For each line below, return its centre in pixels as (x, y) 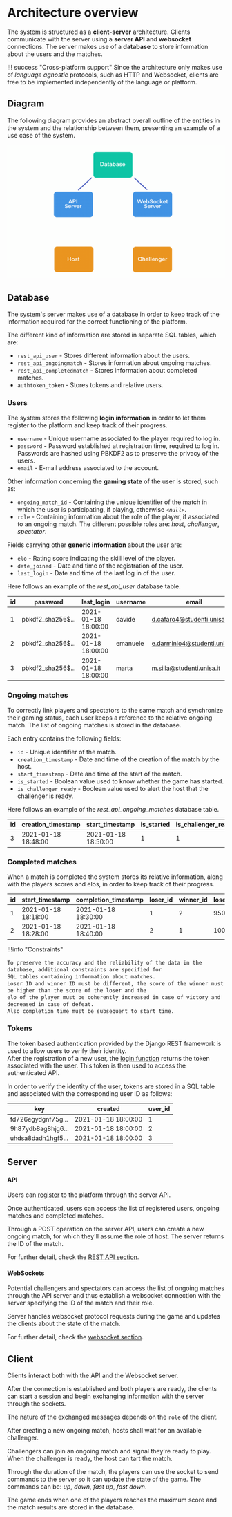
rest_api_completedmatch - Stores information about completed (107, 371)
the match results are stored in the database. (71, 1507)
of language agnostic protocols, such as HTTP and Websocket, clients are (113, 75)
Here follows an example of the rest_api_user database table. (94, 586)
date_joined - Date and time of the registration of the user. (100, 566)
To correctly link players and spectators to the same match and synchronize (115, 710)
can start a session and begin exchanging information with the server (106, 1396)
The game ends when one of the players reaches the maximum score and (112, 1500)
